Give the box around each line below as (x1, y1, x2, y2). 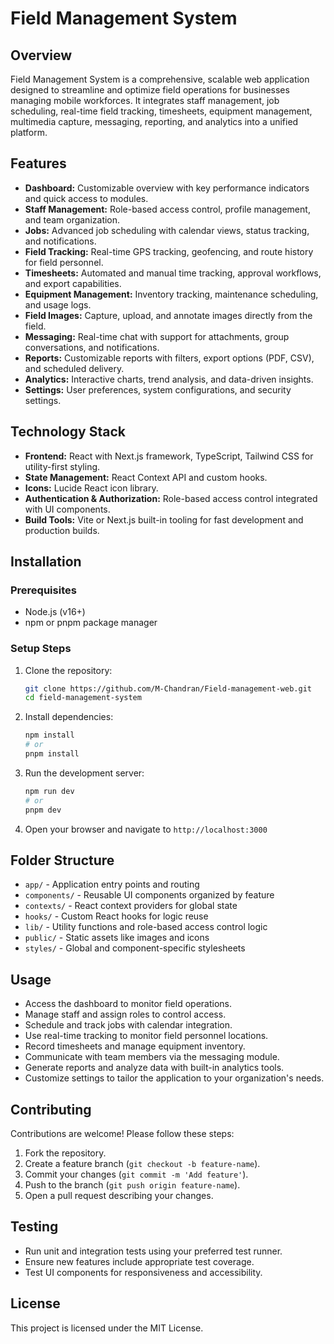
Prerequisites (10, 583, 77, 597)
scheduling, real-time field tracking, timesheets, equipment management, (10, 105, 313, 117)
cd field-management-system (24, 693, 142, 703)
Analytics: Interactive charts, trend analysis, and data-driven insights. (24, 373, 314, 385)
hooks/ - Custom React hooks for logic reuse (24, 910, 209, 922)
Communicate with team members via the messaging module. (24, 1051, 280, 1063)
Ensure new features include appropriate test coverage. (24, 1255, 255, 1267)
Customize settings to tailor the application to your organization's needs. (24, 1072, 325, 1084)
